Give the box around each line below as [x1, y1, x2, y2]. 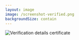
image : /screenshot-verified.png [5, 12, 75, 17]
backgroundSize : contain [5, 16, 57, 21]
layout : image [5, 7, 35, 12]
